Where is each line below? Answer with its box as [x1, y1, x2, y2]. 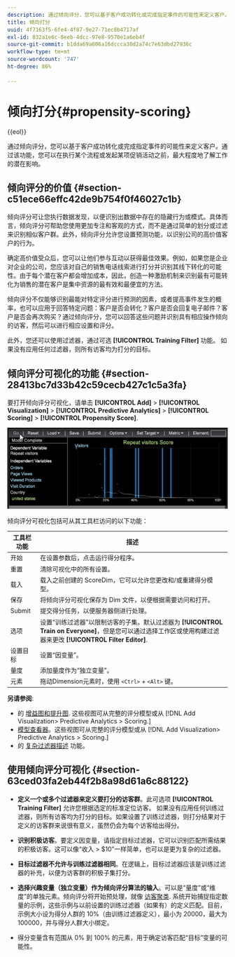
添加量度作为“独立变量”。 [40, 666, 113, 674]
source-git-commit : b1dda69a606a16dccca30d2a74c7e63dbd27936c [7, 41, 192, 48]
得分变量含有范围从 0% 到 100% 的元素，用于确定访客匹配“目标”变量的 [17, 933, 222, 942]
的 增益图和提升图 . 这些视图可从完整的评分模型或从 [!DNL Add [17, 709, 196, 717]
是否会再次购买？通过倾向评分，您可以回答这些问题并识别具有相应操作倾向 [13, 313, 228, 321]
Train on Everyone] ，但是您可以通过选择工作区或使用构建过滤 [40, 626, 220, 634]
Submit [10, 606, 31, 615]
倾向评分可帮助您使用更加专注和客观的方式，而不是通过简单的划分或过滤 [19, 222, 228, 230]
